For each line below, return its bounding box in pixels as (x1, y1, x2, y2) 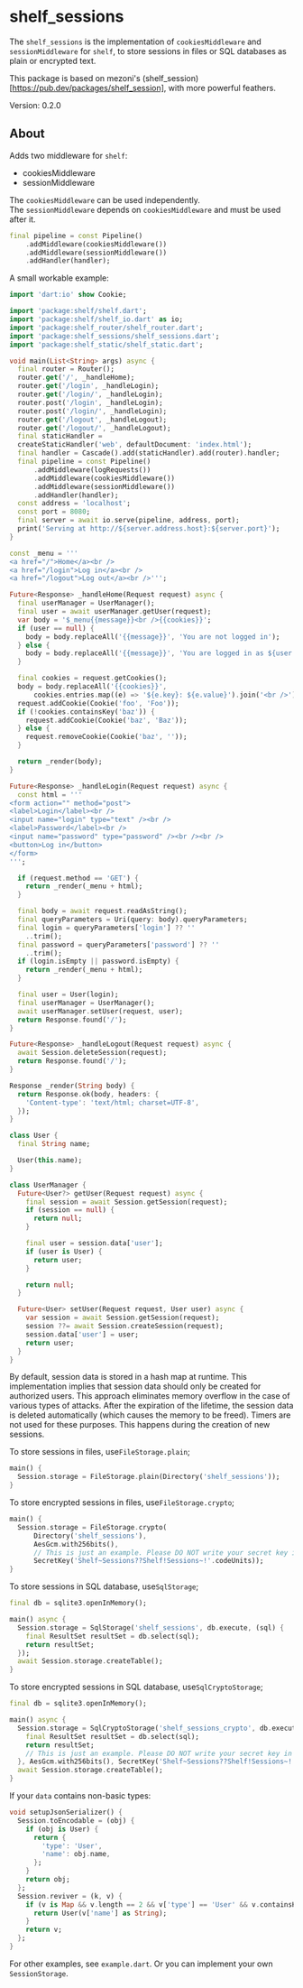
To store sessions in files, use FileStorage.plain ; (9, 1447, 191, 1457)
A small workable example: (9, 273, 110, 283)
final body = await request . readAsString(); (17, 907, 188, 916)
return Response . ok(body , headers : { (17, 1089, 160, 1098)
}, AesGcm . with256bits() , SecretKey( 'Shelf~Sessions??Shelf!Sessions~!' (17, 1757, 297, 1766)
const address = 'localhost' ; (17, 499, 131, 508)
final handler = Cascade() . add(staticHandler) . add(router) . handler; (17, 448, 280, 458)
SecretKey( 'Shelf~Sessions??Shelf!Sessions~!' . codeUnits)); (32, 1557, 264, 1566)
